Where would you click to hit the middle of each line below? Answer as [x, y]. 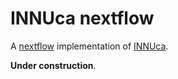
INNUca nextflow [82, 18]
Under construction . [53, 65]
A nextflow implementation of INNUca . [89, 46]
